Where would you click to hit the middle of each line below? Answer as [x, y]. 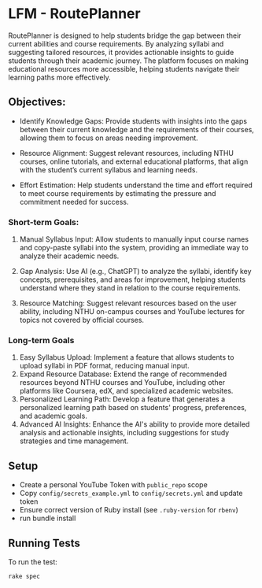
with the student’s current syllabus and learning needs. [109, 169]
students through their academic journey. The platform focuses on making [129, 61]
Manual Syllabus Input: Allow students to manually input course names [134, 239]
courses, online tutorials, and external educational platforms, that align [134, 161]
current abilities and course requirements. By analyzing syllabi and [116, 43]
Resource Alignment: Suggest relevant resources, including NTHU [127, 153]
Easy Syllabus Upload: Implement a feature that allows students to [127, 357]
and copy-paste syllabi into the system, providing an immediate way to [134, 248]
